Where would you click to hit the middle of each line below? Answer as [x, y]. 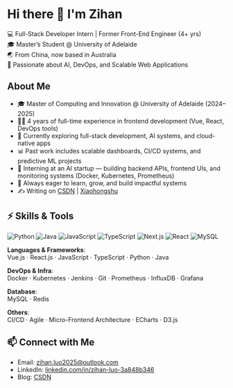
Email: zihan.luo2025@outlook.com [68, 362]
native [26, 143]
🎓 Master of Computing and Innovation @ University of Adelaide [110, 103]
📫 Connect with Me [51, 342]
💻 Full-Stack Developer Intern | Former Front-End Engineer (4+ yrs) [104, 33]
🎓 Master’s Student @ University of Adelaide [72, 44]
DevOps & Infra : [30, 271]
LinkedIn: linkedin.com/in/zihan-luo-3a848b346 [86, 370]
